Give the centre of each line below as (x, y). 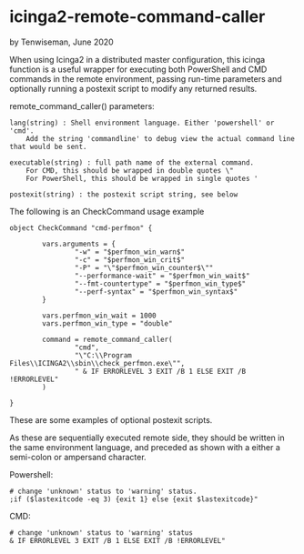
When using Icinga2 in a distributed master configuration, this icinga (137, 59)
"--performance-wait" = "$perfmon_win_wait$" (162, 276)
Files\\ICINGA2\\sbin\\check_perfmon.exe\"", (97, 363)
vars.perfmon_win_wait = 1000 (99, 316)
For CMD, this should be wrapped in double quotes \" (130, 170)
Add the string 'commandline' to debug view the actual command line (161, 138)
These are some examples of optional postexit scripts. (111, 419)
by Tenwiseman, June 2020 (61, 42)
